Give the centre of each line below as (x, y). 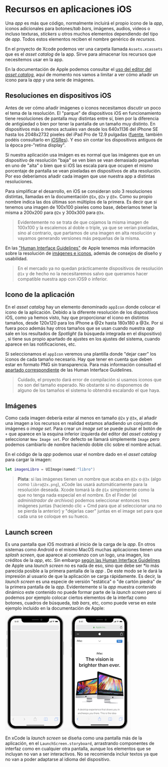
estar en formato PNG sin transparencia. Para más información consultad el (83, 364)
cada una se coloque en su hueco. (53, 516)
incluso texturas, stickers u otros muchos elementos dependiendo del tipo (82, 34)
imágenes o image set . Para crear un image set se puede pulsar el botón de (83, 429)
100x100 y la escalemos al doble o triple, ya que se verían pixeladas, (88, 227)
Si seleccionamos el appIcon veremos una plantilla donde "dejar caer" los (81, 354)
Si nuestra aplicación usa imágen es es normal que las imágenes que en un (83, 155)
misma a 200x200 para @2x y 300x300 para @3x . (55, 212)
